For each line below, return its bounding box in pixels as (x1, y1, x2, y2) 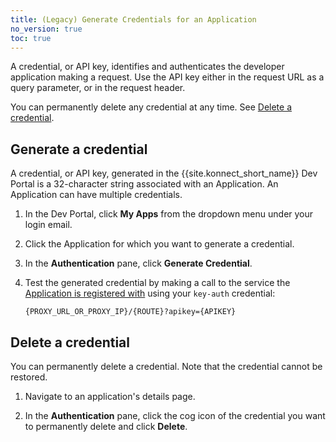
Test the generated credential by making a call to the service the (24, 277, 291, 289)
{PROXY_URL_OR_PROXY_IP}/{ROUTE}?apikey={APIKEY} (24, 307, 237, 317)
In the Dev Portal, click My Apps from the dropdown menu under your (24, 208, 314, 220)
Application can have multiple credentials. (10, 189, 183, 201)
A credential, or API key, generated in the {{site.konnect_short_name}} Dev (10, 167, 318, 180)
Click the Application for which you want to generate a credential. (24, 238, 295, 250)
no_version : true (10, 24, 83, 34)
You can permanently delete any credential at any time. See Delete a (10, 101, 293, 113)
